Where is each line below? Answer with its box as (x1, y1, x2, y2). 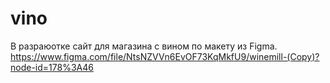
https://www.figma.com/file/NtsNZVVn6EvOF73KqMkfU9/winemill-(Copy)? (10, 50, 320, 62)
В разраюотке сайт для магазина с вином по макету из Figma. (10, 40, 278, 52)
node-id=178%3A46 (10, 61, 94, 73)
